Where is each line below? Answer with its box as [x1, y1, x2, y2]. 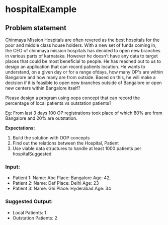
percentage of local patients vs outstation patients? [5, 100, 112, 106]
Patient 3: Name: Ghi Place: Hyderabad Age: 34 [12, 185, 112, 192]
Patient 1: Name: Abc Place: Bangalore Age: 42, [12, 175, 111, 181]
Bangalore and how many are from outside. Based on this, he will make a [5, 74, 156, 80]
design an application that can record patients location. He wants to [5, 64, 146, 69]
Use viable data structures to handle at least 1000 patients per [12, 145, 142, 152]
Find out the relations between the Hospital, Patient [12, 140, 119, 146]
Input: [5, 163, 20, 170]
